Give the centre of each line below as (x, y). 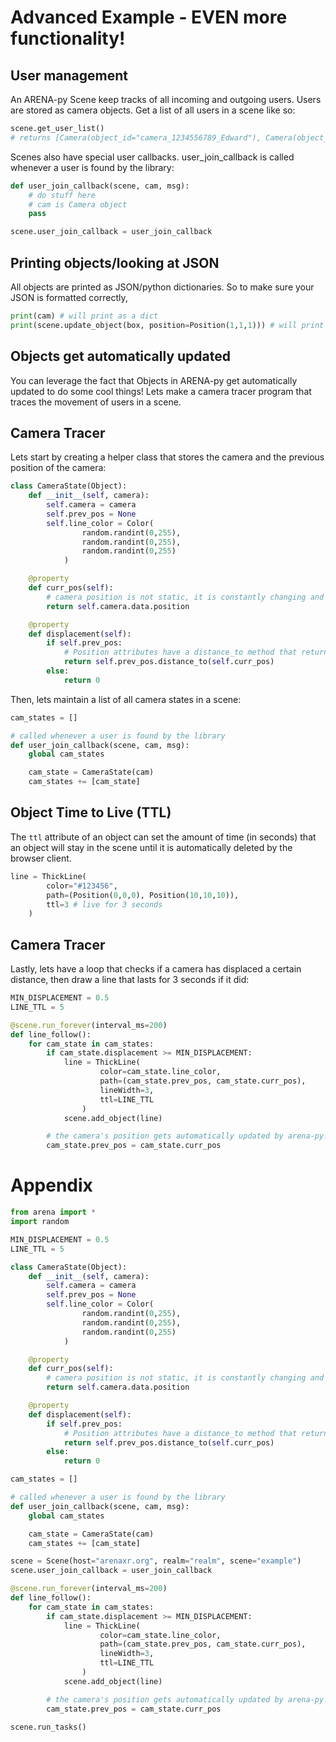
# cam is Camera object (78, 204)
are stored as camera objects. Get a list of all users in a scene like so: (153, 110)
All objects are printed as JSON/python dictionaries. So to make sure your (162, 287)
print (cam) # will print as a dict (84, 316)
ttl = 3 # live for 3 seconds (104, 904)
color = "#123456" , (82, 886)
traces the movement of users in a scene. (96, 402)
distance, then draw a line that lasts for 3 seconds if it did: (130, 980)
